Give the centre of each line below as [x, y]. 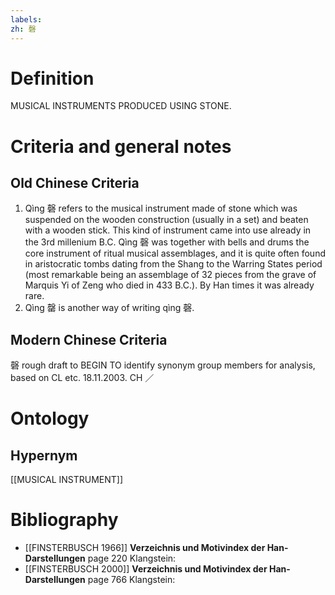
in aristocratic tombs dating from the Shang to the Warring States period [173, 264]
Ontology [50, 418]
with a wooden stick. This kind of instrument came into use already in [168, 230]
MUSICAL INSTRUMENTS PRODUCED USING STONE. [121, 106]
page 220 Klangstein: [132, 558]
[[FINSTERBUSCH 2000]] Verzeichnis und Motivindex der [146, 569]
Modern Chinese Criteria [89, 339]
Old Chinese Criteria [75, 183]
